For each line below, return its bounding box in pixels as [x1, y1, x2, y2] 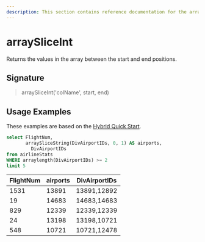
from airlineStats [6, 151, 53, 157]
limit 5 [6, 162, 26, 169]
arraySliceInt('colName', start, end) [21, 89, 110, 96]
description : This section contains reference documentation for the [6, 9, 187, 15]
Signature [6, 72, 45, 83]
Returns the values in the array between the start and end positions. [6, 55, 177, 63]
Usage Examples [6, 106, 71, 117]
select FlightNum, [6, 134, 53, 140]
